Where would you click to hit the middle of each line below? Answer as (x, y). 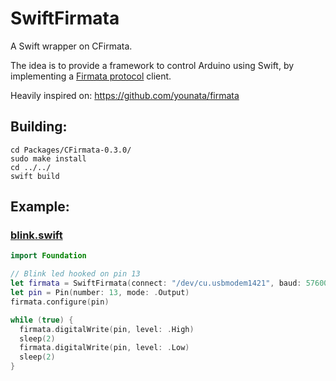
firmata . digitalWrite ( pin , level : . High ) (107, 329)
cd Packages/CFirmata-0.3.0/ (71, 150)
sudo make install (48, 158)
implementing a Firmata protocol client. (91, 76)
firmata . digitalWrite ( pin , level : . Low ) (104, 348)
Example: (40, 207)
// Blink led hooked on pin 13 (75, 274)
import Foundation (48, 256)
